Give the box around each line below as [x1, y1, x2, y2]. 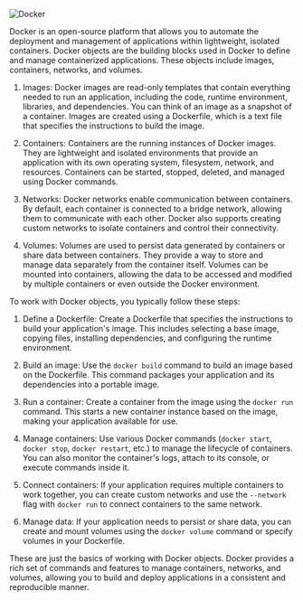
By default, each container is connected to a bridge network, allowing [22, 203, 282, 214]
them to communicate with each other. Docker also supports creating [22, 213, 281, 223]
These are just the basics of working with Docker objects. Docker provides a [9, 553, 294, 564]
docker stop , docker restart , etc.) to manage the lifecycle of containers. [22, 443, 293, 454]
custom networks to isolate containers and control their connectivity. [22, 222, 279, 233]
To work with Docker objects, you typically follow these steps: [9, 296, 241, 306]
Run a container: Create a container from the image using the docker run [22, 397, 294, 407]
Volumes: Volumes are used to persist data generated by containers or [22, 240, 286, 250]
